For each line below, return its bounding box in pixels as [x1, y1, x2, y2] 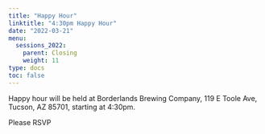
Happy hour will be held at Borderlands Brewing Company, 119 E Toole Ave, [8, 93, 258, 103]
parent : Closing [23, 49, 78, 57]
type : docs [8, 64, 45, 72]
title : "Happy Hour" [8, 11, 78, 20]
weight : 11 [23, 57, 60, 65]
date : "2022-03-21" [8, 26, 74, 35]
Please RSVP [8, 117, 52, 127]
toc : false [8, 71, 45, 79]
